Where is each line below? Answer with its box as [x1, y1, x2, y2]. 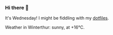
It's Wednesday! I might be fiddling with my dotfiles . [5, 15, 109, 21]
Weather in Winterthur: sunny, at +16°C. [5, 24, 85, 30]
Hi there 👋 [5, 4, 29, 11]
